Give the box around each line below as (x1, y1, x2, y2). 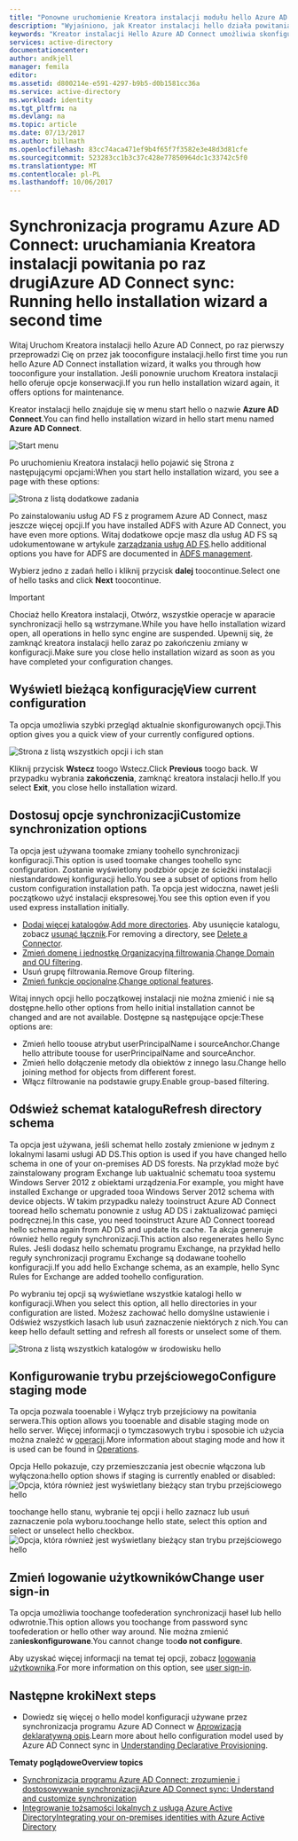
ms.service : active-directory (9, 87, 122, 96)
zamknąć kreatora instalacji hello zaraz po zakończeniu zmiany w (9, 638, 248, 649)
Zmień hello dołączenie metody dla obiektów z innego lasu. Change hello (21, 1057, 286, 1067)
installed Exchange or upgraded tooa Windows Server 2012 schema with (9, 1186, 275, 1197)
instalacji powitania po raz (9, 254, 207, 274)
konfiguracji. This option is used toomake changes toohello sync (9, 854, 242, 865)
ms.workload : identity (9, 95, 93, 105)
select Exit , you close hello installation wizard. (9, 782, 178, 792)
